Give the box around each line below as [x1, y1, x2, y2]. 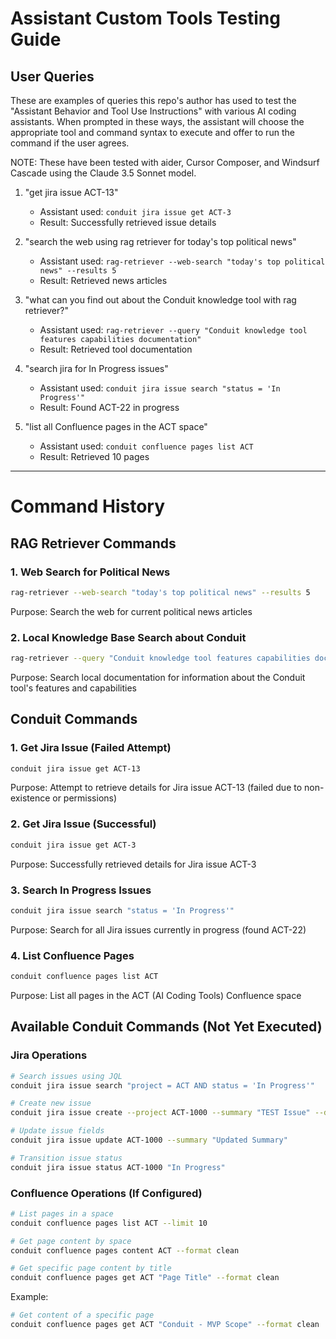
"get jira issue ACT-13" [24, 187, 119, 198]
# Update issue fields [10, 1126, 105, 1136]
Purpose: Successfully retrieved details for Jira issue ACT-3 [10, 858, 257, 870]
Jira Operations [10, 1048, 88, 1062]
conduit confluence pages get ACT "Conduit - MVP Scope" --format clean [10, 1320, 320, 1330]
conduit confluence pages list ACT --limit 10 [10, 1218, 208, 1228]
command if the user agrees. [10, 137, 130, 149]
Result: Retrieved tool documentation [39, 343, 193, 355]
